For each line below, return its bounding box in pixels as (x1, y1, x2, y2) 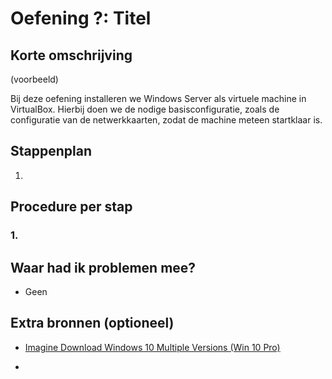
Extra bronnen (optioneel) (10, 315, 175, 332)
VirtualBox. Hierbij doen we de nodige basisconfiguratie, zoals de (10, 103, 280, 115)
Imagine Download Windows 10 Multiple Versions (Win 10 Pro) (24, 341, 281, 353)
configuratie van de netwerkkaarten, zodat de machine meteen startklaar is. (10, 114, 323, 126)
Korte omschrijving (10, 47, 133, 64)
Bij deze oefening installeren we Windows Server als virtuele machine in (10, 93, 307, 104)
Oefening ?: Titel (10, 7, 152, 30)
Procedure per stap (10, 198, 133, 216)
